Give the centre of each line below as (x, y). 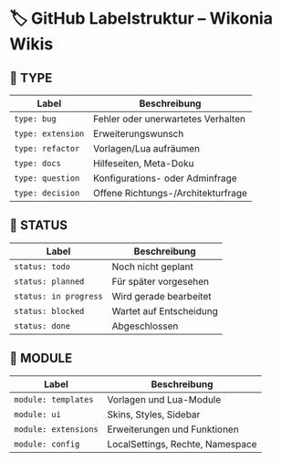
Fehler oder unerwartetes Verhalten (169, 119)
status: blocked (49, 311)
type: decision (47, 193)
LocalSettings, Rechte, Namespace (182, 444)
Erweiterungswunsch (138, 134)
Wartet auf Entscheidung (165, 310)
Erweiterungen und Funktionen (173, 429)
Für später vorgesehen (161, 281)
